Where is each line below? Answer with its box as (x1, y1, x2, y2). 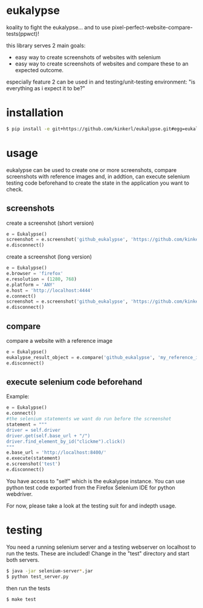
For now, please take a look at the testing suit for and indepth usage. (6, 502, 177, 509)
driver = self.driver (6, 427, 61, 433)
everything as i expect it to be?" (6, 84, 86, 91)
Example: (6, 393, 30, 400)
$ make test (6, 596, 36, 603)
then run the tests (6, 584, 50, 592)
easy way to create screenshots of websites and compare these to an (14, 60, 189, 67)
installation (6, 106, 64, 120)
